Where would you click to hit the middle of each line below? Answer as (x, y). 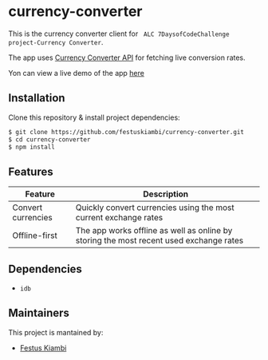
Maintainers (39, 313)
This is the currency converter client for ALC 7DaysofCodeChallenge (119, 34)
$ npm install (32, 147)
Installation (37, 98)
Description (166, 194)
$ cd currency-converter (49, 139)
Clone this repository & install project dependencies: (95, 117)
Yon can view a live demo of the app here (77, 73)
